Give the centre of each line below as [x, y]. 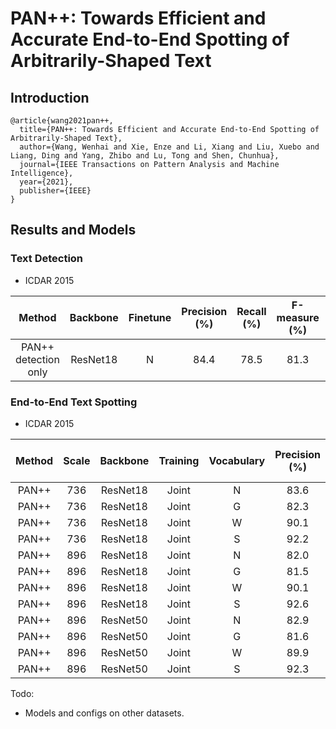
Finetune [150, 317]
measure [298, 317]
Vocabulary [237, 460]
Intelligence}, [42, 173]
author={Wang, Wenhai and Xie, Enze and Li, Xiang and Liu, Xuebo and [169, 147]
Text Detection [47, 259]
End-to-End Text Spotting [74, 402]
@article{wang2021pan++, [62, 121]
